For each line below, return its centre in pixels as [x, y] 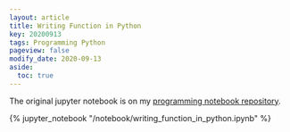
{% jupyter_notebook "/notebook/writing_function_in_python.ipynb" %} [141, 118]
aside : [21, 68]
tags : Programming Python [57, 42]
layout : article [39, 17]
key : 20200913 [36, 34]
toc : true [35, 76]
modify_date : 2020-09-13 [55, 59]
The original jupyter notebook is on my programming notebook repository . [145, 101]
